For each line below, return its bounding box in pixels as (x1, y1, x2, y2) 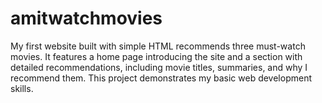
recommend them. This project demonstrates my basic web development (10, 72, 313, 84)
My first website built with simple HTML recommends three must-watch (10, 40, 306, 52)
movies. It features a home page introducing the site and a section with (10, 50, 303, 62)
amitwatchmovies (10, 7, 163, 30)
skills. (10, 82, 34, 94)
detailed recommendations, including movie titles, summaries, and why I (10, 61, 308, 73)
